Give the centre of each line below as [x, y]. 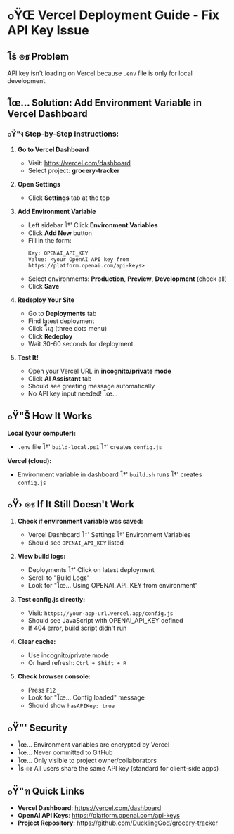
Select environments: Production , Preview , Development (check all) [127, 279]
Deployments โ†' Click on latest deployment [91, 570]
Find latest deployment [61, 321]
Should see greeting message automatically [91, 386]
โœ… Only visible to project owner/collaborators [87, 761]
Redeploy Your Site [46, 300]
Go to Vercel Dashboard [53, 149]
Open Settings [39, 184]
